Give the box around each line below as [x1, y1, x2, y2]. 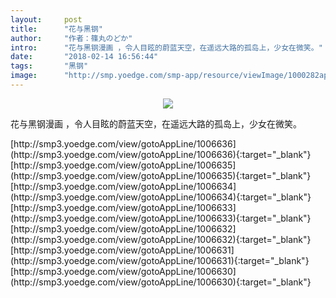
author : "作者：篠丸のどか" [10, 33, 133, 43]
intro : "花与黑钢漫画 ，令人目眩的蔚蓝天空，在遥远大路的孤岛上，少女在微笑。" [10, 42, 323, 53]
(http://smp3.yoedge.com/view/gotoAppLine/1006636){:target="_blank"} [10, 148, 312, 160]
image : [10, 71, 38, 81]
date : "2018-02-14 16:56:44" [10, 52, 159, 62]
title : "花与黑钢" [10, 24, 103, 34]
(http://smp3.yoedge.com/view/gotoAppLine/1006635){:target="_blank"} [10, 169, 312, 181]
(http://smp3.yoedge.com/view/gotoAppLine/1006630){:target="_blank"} [10, 276, 312, 288]
